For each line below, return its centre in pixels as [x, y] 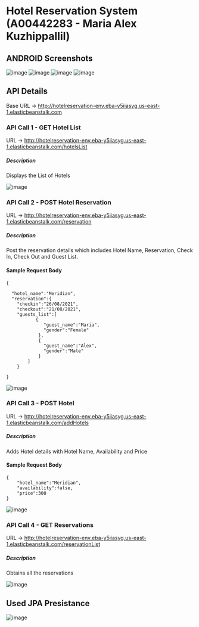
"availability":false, [45, 488]
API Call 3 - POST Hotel [40, 403]
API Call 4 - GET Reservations [50, 524]
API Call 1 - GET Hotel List [44, 128]
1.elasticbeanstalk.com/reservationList [53, 544]
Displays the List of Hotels [38, 176]
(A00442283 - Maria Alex [71, 24]
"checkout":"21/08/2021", [49, 309]
